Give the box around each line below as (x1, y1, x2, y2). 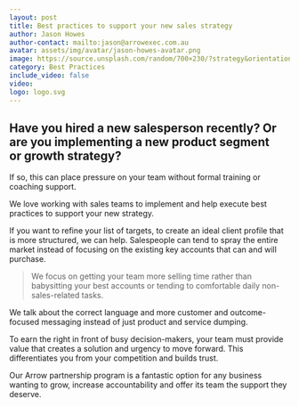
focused (9, 317, 40, 328)
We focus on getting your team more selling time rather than (30, 271, 252, 281)
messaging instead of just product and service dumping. (41, 317, 248, 328)
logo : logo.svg (9, 87, 66, 96)
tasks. (81, 290, 104, 301)
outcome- (230, 307, 267, 318)
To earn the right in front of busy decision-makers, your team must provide (9, 334, 284, 345)
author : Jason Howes (9, 29, 86, 38)
